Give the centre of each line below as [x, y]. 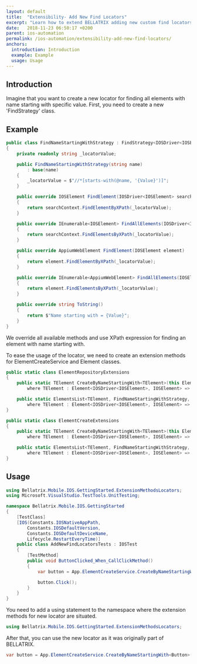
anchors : [17, 45]
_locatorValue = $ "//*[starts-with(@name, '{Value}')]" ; [98, 181]
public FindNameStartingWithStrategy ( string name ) [80, 164]
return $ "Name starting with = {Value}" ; [79, 315]
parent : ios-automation [35, 33]
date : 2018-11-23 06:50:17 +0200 [50, 28]
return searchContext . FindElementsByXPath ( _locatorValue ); [101, 235]
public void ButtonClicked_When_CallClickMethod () [90, 561]
